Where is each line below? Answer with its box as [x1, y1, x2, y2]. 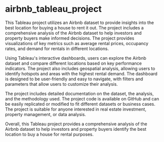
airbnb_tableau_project [5, 3, 102, 15]
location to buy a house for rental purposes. [5, 131, 94, 137]
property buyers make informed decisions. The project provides [5, 35, 135, 41]
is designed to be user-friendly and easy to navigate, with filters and [5, 76, 143, 82]
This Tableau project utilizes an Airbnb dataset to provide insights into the [5, 20, 154, 25]
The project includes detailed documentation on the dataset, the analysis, [5, 91, 154, 96]
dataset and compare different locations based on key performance [5, 60, 142, 66]
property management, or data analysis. [5, 111, 86, 117]
